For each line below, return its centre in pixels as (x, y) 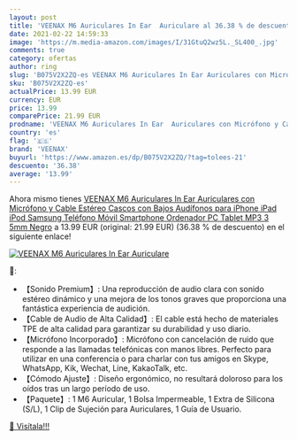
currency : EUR (35, 100)
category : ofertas (43, 58)
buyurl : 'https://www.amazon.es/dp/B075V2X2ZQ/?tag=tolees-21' (128, 157)
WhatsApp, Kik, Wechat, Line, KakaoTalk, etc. (105, 368)
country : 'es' (35, 133)
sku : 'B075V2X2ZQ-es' (49, 83)
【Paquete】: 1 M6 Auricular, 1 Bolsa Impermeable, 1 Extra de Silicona (148, 399)
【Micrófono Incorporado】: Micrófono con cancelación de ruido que (148, 340)
